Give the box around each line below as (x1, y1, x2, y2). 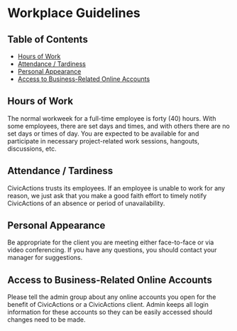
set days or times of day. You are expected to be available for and (7, 129, 199, 138)
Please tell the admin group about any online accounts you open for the (7, 293, 216, 301)
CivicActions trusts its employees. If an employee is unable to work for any (7, 183, 226, 192)
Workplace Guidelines (7, 5, 140, 21)
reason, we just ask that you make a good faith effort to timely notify (7, 191, 207, 200)
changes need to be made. (7, 315, 86, 324)
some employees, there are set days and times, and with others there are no (7, 121, 231, 130)
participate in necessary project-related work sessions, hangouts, (7, 136, 200, 145)
